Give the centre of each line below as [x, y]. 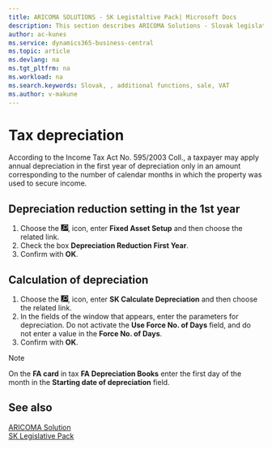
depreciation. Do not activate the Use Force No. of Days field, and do [135, 325]
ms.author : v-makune [43, 94]
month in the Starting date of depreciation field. [89, 383]
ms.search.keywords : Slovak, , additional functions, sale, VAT [119, 85]
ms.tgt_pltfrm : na [39, 69]
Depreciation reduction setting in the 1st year [124, 209]
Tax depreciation [66, 135]
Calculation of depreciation [79, 280]
